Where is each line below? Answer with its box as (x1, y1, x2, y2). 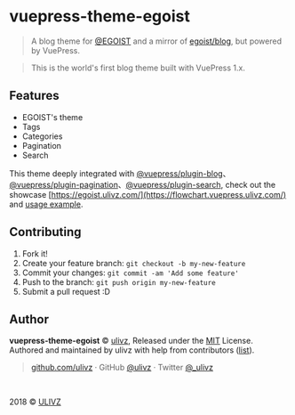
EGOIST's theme (21, 111, 84, 122)
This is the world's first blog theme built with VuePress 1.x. (30, 62, 246, 73)
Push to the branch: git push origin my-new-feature (21, 276, 216, 287)
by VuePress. (30, 45, 80, 55)
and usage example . (9, 199, 84, 209)
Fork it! (21, 248, 49, 259)
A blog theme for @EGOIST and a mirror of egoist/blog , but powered (30, 36, 283, 46)
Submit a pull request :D (21, 286, 111, 297)
